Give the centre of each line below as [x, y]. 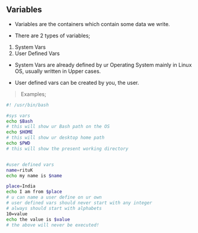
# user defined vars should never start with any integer [79, 203]
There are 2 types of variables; [52, 36]
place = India [21, 186]
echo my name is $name [34, 175]
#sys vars [18, 116]
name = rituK [20, 170]
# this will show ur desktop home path [55, 138]
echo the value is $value [38, 219]
